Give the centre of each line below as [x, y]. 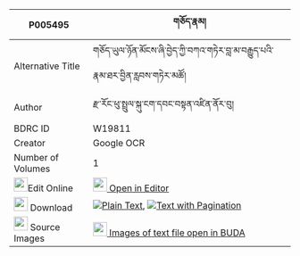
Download [51, 207]
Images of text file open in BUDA [177, 233]
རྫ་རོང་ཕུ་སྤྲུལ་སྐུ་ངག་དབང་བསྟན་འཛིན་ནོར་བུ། [163, 104]
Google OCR [119, 143]
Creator [30, 143]
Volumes [32, 169]
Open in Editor [139, 188]
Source [45, 227]
